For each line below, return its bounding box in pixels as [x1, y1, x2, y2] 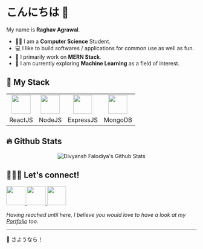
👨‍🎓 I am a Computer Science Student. [14, 38, 111, 45]
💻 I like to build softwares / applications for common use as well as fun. [14, 44, 195, 51]
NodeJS [39, 116, 62, 124]
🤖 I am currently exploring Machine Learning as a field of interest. [14, 59, 180, 67]
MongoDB [103, 116, 132, 124]
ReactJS [9, 116, 33, 124]
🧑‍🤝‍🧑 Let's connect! [6, 170, 80, 180]
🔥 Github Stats [6, 136, 62, 147]
